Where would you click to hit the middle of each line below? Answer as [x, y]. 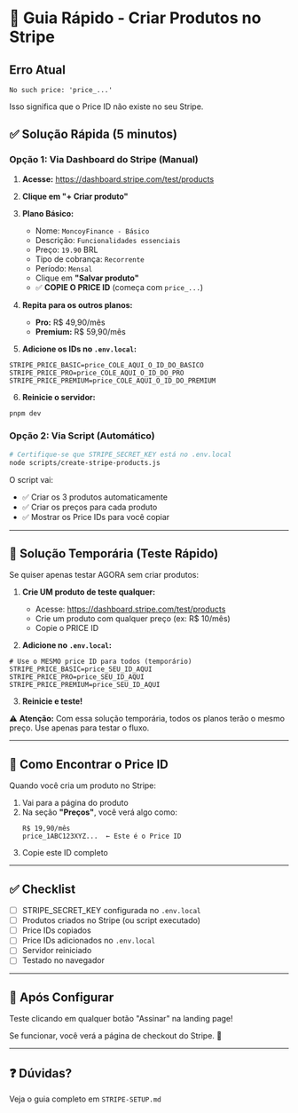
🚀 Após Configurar [62, 997]
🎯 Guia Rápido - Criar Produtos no [135, 18]
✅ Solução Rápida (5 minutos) [93, 134]
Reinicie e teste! [52, 701]
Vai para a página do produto [75, 803]
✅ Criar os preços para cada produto [90, 507]
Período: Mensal [64, 268]
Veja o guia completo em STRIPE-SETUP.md [85, 1099]
